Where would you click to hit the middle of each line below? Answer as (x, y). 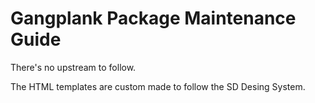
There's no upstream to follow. (73, 67)
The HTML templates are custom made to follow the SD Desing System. (158, 86)
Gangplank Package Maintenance (153, 18)
